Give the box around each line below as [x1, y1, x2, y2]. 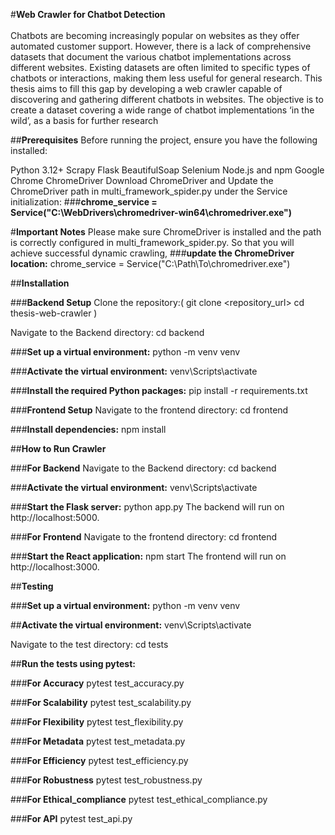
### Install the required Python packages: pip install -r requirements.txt [10, 385, 308, 396]
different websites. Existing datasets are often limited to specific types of [10, 62, 311, 73]
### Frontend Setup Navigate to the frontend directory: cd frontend [10, 404, 289, 416]
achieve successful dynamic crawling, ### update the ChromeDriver [10, 247, 295, 259]
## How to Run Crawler [10, 443, 107, 454]
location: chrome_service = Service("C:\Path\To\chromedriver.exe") [10, 258, 291, 269]
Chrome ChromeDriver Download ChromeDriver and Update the [10, 175, 274, 186]
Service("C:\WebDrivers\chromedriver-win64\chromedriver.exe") [10, 207, 293, 218]
